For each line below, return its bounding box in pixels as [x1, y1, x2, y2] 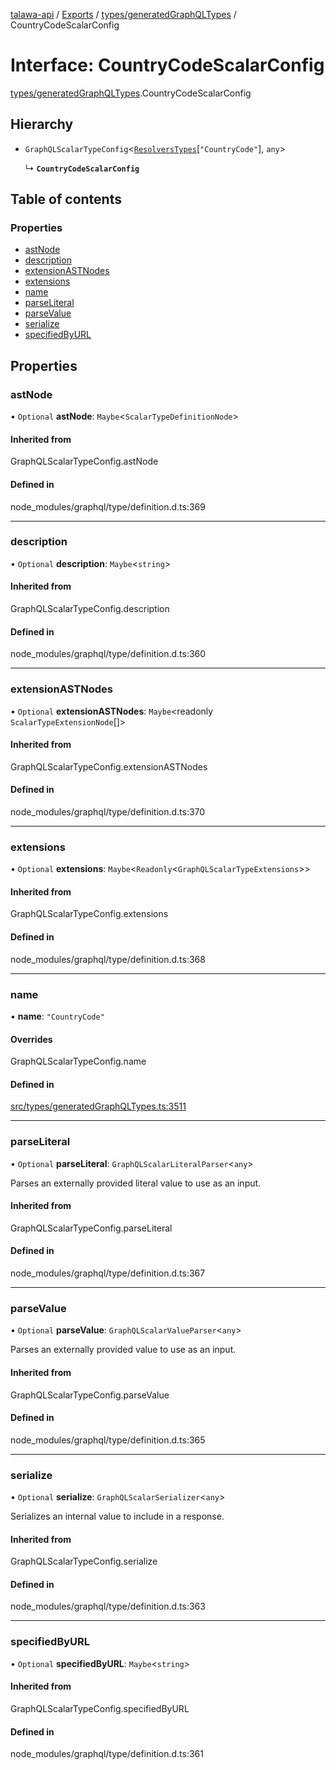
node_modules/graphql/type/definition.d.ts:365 [10, 1434, 206, 1446]
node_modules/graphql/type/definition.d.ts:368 [10, 953, 206, 965]
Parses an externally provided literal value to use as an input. [10, 1177, 262, 1189]
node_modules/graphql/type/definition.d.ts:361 [10, 1748, 204, 1760]
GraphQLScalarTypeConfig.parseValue [10, 1389, 170, 1401]
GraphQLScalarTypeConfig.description [10, 603, 170, 615]
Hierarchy [10, 116, 74, 133]
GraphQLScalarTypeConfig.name [10, 1055, 147, 1068]
